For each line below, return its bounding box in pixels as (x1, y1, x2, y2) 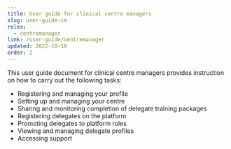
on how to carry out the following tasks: (7, 76, 122, 84)
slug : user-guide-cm (7, 17, 68, 24)
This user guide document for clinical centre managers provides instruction (7, 68, 225, 77)
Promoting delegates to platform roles (17, 119, 127, 127)
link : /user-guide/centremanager (7, 36, 105, 43)
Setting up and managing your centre (17, 97, 125, 105)
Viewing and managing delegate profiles (17, 127, 134, 135)
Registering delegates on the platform (17, 111, 127, 120)
